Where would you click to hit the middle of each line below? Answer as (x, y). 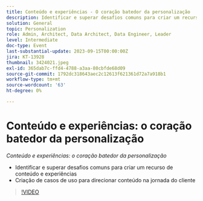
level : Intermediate (32, 40)
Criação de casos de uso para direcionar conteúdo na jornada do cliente (105, 180)
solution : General (29, 23)
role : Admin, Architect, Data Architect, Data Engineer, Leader (89, 35)
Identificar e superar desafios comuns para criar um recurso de (94, 167)
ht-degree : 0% (24, 91)
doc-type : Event (27, 46)
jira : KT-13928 (25, 57)
